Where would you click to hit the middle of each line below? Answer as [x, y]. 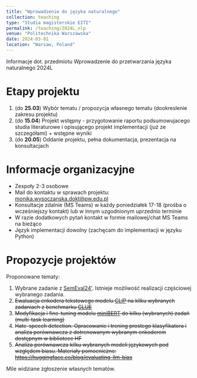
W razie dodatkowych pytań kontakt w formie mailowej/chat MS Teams [101, 217]
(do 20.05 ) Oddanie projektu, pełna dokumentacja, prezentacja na [95, 139]
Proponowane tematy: [33, 276]
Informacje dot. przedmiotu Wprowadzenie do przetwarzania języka [89, 61]
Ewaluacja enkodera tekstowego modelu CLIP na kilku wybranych [95, 301]
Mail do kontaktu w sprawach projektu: [62, 192]
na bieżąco [28, 224]
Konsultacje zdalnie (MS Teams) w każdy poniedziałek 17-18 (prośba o [101, 205]
